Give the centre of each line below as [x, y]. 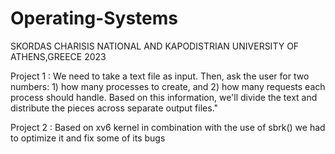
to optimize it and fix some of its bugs [88, 138]
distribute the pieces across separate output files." [114, 108]
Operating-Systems [94, 18]
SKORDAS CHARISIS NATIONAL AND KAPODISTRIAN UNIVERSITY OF [155, 46]
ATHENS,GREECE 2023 [58, 56]
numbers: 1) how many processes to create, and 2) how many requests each [168, 86]
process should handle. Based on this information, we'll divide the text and [164, 97]
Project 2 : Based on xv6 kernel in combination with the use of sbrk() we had [168, 127]
